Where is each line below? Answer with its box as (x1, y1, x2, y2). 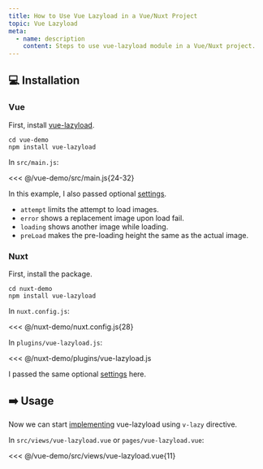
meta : (8, 27, 27, 35)
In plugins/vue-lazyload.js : (8, 338, 103, 348)
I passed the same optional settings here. (8, 369, 147, 379)
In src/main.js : (8, 157, 59, 167)
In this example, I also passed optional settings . (8, 189, 167, 198)
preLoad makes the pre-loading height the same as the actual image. (19, 230, 249, 240)
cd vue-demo (8, 136, 49, 144)
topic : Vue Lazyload (8, 20, 79, 28)
